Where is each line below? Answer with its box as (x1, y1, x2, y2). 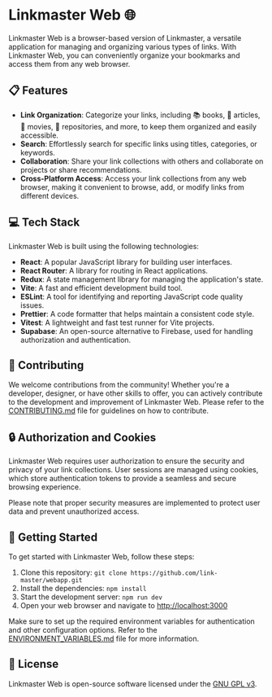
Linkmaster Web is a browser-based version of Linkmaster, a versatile (8, 33, 242, 42)
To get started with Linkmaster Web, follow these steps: (8, 552, 195, 561)
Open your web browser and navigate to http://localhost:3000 (19, 601, 228, 610)
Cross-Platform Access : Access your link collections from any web (19, 173, 247, 183)
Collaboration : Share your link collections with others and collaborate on (19, 156, 264, 166)
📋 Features (8, 84, 68, 98)
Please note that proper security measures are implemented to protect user (8, 498, 261, 508)
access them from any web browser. (8, 59, 131, 68)
